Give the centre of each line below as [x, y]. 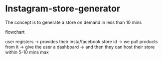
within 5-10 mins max [27, 52]
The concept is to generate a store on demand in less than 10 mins [74, 22]
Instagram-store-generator [63, 9]
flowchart [15, 32]
